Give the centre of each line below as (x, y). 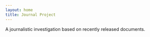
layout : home (19, 10)
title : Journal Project (31, 15)
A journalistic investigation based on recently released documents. (75, 29)
